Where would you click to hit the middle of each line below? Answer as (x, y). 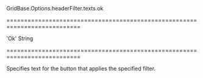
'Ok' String (20, 38)
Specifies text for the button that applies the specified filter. (81, 69)
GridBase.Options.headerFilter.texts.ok (55, 8)
